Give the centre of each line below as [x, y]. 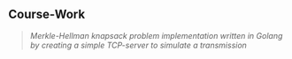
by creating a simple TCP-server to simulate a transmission [138, 45]
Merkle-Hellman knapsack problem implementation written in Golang [156, 35]
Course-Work [47, 15]
